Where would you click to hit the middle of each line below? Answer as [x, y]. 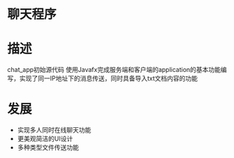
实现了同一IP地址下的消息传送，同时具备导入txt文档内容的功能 [108, 78]
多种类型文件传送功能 [48, 148]
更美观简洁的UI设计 [45, 139]
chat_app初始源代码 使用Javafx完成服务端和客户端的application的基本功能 [114, 70]
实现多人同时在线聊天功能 [54, 130]
